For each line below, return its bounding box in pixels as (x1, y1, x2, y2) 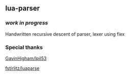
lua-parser (5, 4, 40, 13)
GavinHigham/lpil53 (5, 55, 47, 61)
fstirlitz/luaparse (5, 65, 40, 71)
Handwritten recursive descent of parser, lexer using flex (5, 31, 125, 37)
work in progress (5, 19, 48, 27)
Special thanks (5, 43, 43, 50)
